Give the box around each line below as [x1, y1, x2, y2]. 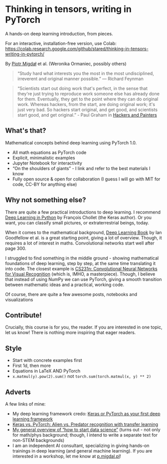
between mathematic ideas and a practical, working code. [5, 281, 125, 287]
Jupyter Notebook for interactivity [12, 160, 82, 166]
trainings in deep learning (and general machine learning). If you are [12, 448, 153, 453]
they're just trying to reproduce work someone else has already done [17, 90, 160, 96]
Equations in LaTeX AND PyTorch [12, 368, 81, 374]
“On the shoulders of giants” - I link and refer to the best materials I [12, 165, 151, 171]
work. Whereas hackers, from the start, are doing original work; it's [17, 101, 156, 107]
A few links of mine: [5, 401, 46, 407]
